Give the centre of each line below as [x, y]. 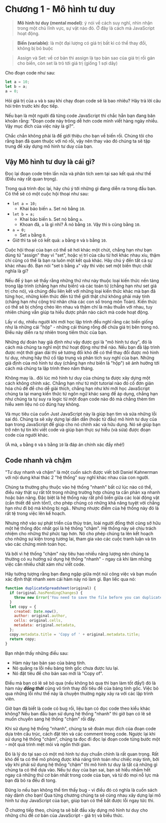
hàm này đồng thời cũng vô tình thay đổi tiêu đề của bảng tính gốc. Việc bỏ [82, 688]
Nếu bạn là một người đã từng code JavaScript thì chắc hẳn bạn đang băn [80, 116]
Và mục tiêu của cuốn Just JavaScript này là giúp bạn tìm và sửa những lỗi [81, 414]
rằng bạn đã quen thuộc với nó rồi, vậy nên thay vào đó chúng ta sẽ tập [78, 141]
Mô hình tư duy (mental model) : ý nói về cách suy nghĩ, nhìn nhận [85, 23]
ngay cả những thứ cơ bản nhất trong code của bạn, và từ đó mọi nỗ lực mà [82, 775]
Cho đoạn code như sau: [30, 72]
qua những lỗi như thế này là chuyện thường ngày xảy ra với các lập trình [79, 694]
